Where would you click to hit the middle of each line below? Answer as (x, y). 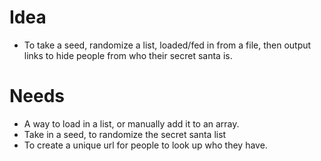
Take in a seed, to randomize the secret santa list (125, 134)
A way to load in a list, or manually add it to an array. (131, 123)
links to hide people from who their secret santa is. (128, 55)
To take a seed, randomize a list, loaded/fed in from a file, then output (167, 45)
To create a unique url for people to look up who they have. (145, 145)
